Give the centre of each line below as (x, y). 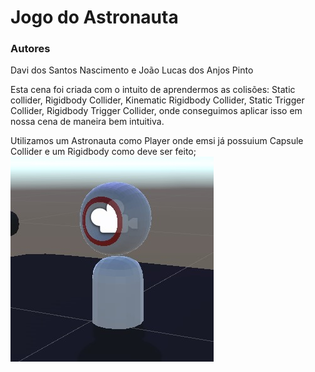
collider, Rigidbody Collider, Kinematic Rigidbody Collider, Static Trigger (157, 100)
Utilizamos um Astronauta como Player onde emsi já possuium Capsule (157, 141)
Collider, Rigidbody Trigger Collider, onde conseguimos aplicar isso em (156, 111)
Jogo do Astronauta (94, 17)
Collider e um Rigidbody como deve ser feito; (103, 152)
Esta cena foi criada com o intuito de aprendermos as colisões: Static (153, 90)
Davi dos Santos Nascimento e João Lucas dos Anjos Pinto (132, 70)
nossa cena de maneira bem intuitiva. (87, 122)
